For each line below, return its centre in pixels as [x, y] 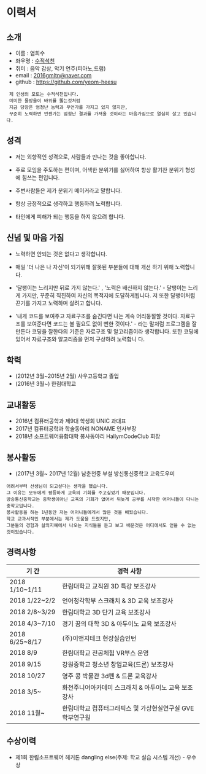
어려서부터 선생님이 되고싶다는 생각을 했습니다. [57, 487]
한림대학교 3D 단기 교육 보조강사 [107, 612]
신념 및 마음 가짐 [35, 238]
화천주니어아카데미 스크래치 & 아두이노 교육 [121, 687]
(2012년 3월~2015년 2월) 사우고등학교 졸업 [67, 376]
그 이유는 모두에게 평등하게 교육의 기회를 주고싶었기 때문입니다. [76, 493]
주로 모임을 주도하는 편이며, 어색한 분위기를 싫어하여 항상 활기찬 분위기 [99, 170]
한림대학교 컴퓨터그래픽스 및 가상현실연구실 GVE [128, 708]
